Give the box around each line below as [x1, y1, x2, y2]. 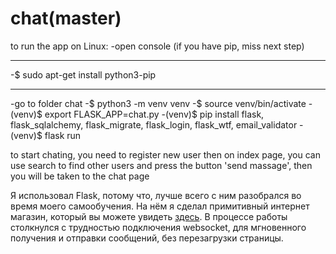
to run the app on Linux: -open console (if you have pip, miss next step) [10, 40, 305, 52]
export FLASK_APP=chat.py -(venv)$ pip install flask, [44, 108, 265, 120]
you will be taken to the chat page [10, 170, 150, 182]
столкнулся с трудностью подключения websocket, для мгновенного [10, 221, 307, 233]
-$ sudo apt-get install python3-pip [10, 68, 157, 81]
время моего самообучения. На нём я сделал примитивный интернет [10, 200, 310, 212]
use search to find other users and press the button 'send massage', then [10, 159, 313, 171]
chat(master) [10, 7, 122, 30]
